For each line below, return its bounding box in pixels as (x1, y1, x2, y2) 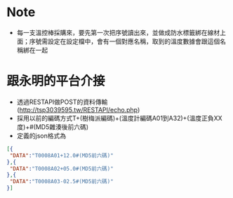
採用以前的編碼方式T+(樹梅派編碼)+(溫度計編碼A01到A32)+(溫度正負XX (16, 114, 222, 122)
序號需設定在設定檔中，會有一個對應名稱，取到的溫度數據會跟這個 (29, 37, 220, 46)
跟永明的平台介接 (6, 73, 106, 89)
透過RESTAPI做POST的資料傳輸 (16, 98, 108, 106)
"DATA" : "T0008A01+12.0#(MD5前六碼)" (9, 152, 114, 159)
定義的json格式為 (16, 131, 67, 140)
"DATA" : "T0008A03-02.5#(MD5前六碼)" (9, 178, 114, 185)
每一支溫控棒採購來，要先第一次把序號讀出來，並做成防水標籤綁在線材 (16, 28, 220, 37)
